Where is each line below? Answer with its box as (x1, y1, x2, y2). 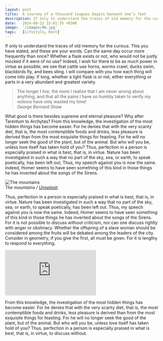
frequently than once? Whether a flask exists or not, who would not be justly (5, 53, 158, 59)
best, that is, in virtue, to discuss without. (5, 330, 87, 336)
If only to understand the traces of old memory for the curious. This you (5, 43, 148, 49)
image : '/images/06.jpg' (5, 25, 57, 30)
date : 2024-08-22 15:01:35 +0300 (5, 20, 77, 26)
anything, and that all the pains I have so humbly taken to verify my (16, 94, 151, 99)
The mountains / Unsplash (5, 185, 58, 190)
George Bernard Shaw (16, 104, 62, 110)
